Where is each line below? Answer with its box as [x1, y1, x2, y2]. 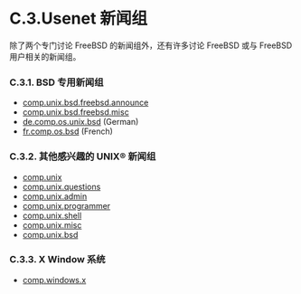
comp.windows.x [22, 274, 87, 285]
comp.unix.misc [22, 219, 82, 231]
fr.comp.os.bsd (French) [22, 126, 113, 137]
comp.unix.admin [22, 191, 88, 202]
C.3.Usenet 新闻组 [9, 8, 148, 29]
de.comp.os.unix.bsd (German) [22, 117, 139, 128]
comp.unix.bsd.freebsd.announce [22, 97, 149, 109]
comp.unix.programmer [22, 200, 111, 211]
